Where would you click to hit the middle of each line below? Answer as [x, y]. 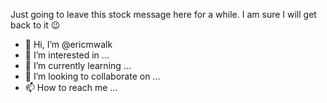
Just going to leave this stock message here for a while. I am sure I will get [163, 14]
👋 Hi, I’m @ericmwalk [68, 44]
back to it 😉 [35, 25]
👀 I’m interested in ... [67, 55]
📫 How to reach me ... [71, 87]
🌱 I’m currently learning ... [78, 65]
